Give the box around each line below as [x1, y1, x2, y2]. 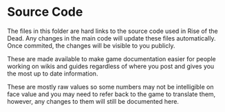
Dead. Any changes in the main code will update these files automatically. [7, 34, 216, 42]
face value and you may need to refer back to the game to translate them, [7, 90, 216, 98]
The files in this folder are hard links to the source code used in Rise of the [7, 27, 218, 35]
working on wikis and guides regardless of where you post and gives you [7, 62, 215, 70]
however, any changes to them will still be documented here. [7, 97, 179, 105]
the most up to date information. [7, 69, 98, 78]
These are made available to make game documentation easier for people [7, 54, 216, 63]
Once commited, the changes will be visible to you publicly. [7, 41, 175, 49]
